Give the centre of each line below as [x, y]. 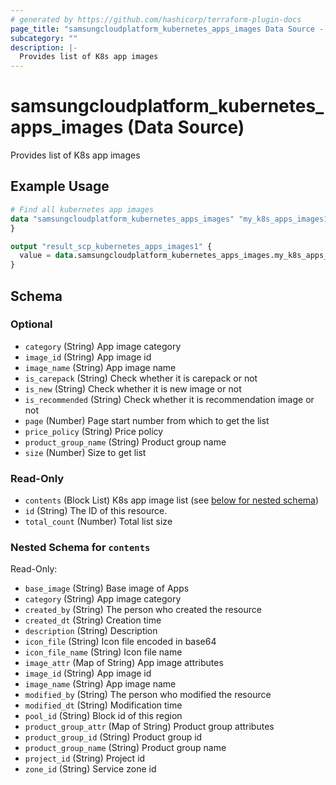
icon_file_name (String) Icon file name [103, 652]
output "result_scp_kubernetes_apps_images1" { [111, 246]
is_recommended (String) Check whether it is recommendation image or [169, 399]
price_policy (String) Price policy [94, 431]
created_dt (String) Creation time [93, 620]
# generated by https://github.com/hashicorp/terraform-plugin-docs [156, 19]
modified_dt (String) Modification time [103, 705]
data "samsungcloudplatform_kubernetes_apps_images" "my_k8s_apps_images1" [171, 219]
